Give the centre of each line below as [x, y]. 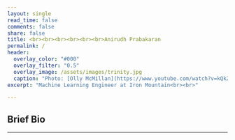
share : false [26, 33]
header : [19, 53]
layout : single [29, 14]
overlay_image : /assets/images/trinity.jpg [78, 72]
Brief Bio [26, 119]
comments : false [31, 26]
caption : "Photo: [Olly [48, 78]
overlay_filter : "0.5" [47, 65]
